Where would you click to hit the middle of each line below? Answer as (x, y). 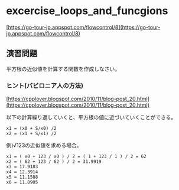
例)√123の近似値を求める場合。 (44, 145)
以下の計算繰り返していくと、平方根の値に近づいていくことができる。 (91, 117)
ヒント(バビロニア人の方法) (45, 86)
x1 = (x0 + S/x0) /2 (32, 129)
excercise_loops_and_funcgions (87, 11)
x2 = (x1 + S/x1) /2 (32, 134)
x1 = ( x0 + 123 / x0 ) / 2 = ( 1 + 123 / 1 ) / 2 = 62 (76, 157)
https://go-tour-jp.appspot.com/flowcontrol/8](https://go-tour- (84, 27)
